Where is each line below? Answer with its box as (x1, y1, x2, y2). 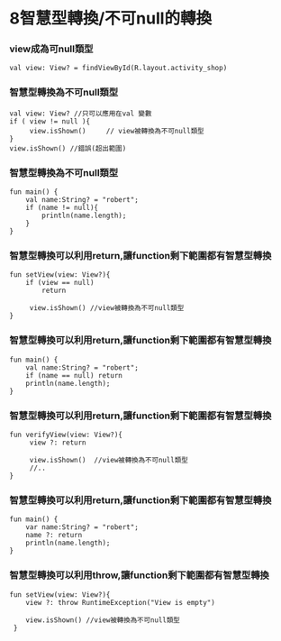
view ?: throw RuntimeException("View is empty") (25, 598, 216, 607)
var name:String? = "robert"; (25, 523, 140, 532)
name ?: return (25, 531, 83, 540)
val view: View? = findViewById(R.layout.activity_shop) (9, 64, 228, 73)
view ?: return (29, 438, 87, 447)
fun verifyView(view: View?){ (9, 430, 123, 439)
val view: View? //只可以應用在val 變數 (9, 109, 152, 118)
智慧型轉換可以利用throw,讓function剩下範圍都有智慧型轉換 (9, 569, 270, 581)
